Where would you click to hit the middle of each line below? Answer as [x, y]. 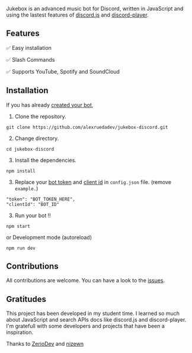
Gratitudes [26, 299]
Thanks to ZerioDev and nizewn [45, 344]
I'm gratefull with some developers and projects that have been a [85, 326]
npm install [21, 171]
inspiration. [20, 332]
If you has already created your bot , [50, 105]
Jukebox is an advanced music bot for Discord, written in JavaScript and [95, 9]
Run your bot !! [33, 215]
